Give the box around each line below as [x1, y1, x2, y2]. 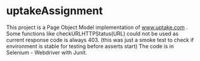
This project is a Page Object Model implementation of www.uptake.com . [6, 24, 188, 31]
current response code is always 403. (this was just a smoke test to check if [6, 36, 194, 43]
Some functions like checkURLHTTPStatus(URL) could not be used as [6, 30, 178, 37]
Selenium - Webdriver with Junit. [6, 49, 87, 56]
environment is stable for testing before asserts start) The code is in [6, 43, 174, 50]
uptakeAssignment [6, 4, 103, 18]
